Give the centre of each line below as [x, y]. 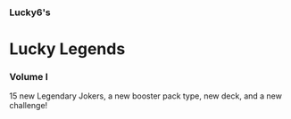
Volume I [29, 77]
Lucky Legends [67, 49]
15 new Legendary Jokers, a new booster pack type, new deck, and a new [146, 96]
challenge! [29, 106]
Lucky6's [30, 12]
